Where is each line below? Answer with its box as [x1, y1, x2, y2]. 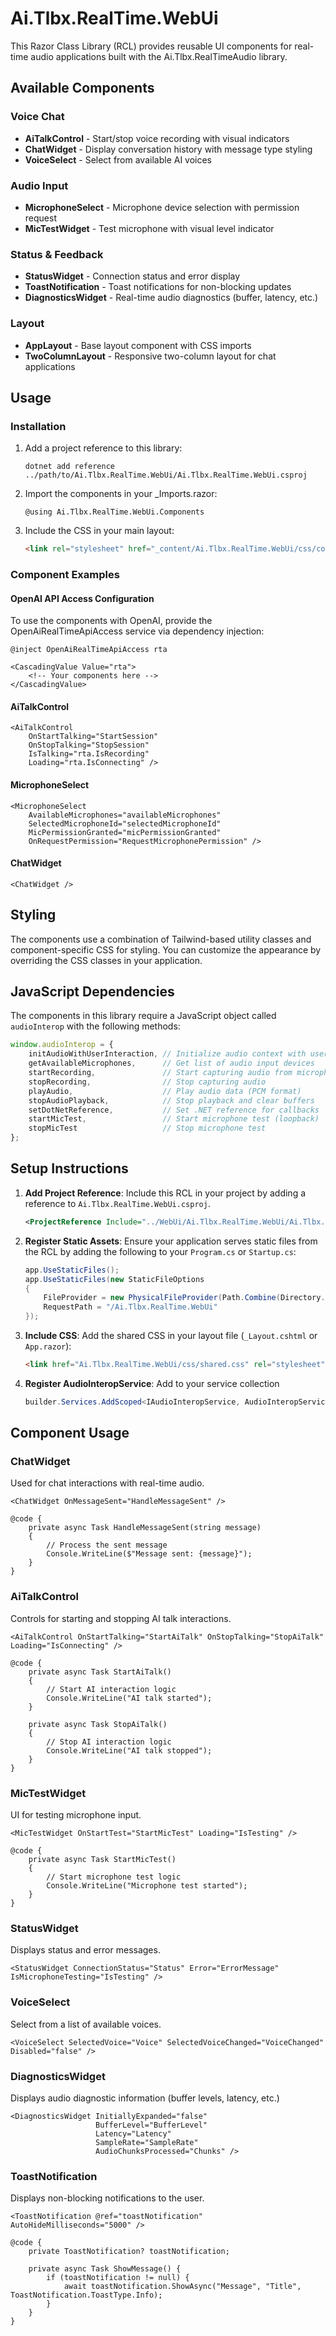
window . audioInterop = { [10, 1040, 114, 1050]
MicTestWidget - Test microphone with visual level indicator [24, 222, 275, 234]
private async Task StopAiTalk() [28, 1719, 168, 1729]
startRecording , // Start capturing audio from [28, 1068, 293, 1078]
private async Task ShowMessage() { [28, 2264, 182, 2274]
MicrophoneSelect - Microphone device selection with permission [24, 201, 300, 213]
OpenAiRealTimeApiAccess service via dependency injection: [10, 625, 265, 637]
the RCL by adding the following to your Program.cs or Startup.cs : [24, 1245, 297, 1257]
